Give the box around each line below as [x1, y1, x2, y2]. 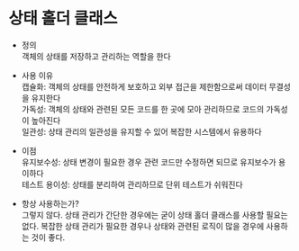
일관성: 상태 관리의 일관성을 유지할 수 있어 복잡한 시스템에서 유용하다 [21, 126, 262, 137]
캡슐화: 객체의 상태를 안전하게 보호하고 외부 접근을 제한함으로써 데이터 [21, 81, 267, 92]
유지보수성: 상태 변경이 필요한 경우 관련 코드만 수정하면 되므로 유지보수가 [21, 157, 276, 167]
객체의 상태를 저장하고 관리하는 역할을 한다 [21, 50, 172, 61]
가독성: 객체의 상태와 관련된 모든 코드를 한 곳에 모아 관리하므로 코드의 [21, 103, 265, 114]
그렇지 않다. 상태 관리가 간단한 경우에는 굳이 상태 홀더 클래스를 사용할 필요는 [21, 209, 289, 220]
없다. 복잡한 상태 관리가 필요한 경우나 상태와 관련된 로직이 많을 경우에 [21, 220, 265, 231]
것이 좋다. [31, 231, 66, 243]
